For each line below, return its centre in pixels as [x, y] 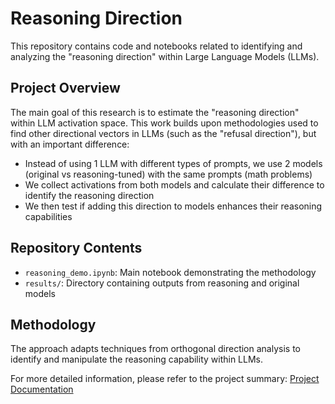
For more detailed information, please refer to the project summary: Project [165, 379]
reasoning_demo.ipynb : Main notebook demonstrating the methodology [170, 272]
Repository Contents [76, 248]
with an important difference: [70, 144]
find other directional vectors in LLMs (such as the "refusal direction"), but [163, 133]
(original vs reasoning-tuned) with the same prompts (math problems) [168, 174]
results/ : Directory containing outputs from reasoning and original [162, 283]
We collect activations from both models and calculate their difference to [174, 184]
